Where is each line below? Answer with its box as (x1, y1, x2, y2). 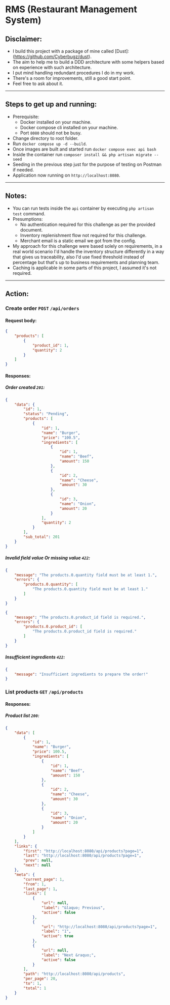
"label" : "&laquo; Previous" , (41, 905, 105, 910)
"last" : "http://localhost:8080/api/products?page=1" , (23, 853, 142, 858)
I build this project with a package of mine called (12, 48, 114, 54)
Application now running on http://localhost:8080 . (12, 172, 120, 178)
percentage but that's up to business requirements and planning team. (12, 259, 159, 265)
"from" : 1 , (23, 881, 47, 886)
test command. (12, 210, 46, 217)
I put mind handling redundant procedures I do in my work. (12, 70, 135, 76)
